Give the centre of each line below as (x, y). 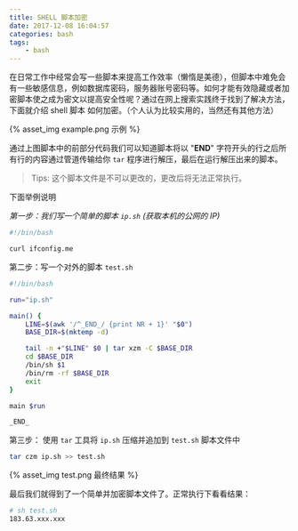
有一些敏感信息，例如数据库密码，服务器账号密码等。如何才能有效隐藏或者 (145, 88)
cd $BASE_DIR (49, 357)
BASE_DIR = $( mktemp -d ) (67, 333)
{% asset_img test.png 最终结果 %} (74, 475)
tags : (19, 42)
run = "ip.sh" (31, 300)
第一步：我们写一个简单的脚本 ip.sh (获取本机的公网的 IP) (115, 216)
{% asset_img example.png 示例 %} (75, 129)
